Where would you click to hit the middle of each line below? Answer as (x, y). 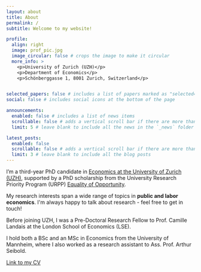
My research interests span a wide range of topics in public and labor (92, 196)
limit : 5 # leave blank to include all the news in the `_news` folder (103, 127)
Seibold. (16, 251)
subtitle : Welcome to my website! (49, 28)
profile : (17, 39)
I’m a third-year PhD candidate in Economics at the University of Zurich (94, 172)
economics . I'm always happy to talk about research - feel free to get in (95, 202)
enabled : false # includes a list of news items (73, 116)
